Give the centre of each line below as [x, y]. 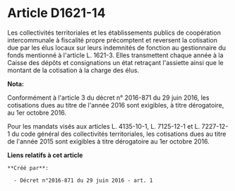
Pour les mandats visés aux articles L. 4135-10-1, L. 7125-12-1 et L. [104, 126]
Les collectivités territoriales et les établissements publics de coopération [114, 33]
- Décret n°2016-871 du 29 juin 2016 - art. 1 [83, 180]
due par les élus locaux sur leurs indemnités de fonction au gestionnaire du [117, 47]
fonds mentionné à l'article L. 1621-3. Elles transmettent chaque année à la [115, 55]
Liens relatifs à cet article [45, 155]
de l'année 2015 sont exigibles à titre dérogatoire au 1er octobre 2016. [108, 141]
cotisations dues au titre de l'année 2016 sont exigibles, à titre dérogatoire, [116, 105]
